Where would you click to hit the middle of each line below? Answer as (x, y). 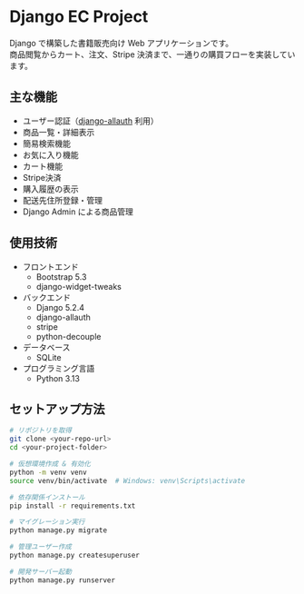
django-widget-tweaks (79, 286)
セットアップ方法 (57, 409)
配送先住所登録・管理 (62, 200)
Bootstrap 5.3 (61, 277)
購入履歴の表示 (50, 189)
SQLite (49, 357)
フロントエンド (50, 266)
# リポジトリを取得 (41, 431)
